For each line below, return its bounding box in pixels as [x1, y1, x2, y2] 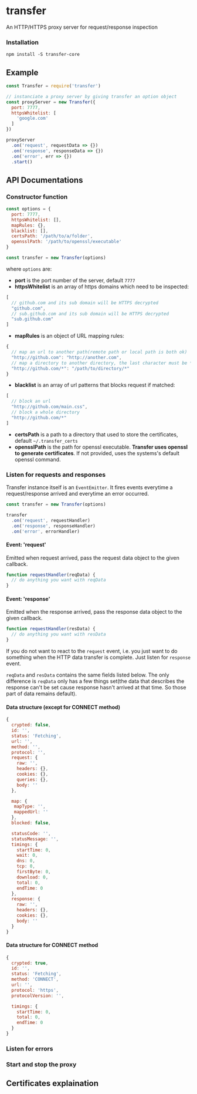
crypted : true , [11, 960, 49, 966]
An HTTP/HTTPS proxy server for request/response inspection [6, 23, 158, 31]
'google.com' [16, 116, 49, 122]
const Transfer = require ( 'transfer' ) [6, 83, 101, 89]
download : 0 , [16, 874, 49, 880]
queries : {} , [16, 776, 49, 782]
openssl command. [14, 456, 61, 463]
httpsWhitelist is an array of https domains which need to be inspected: [14, 283, 189, 290]
